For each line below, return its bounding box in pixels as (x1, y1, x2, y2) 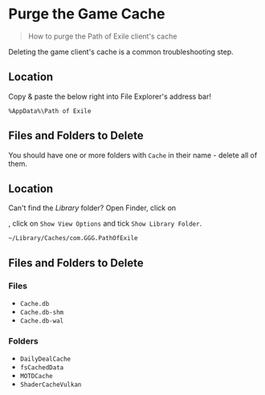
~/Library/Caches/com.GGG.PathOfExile (8, 234, 138, 242)
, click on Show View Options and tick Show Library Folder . (8, 218, 202, 229)
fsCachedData (19, 364, 64, 372)
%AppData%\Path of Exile (8, 107, 92, 115)
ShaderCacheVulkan (19, 381, 82, 389)
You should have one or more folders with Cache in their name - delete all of (8, 150, 258, 160)
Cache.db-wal (19, 317, 64, 325)
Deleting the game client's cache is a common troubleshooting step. (8, 47, 234, 56)
